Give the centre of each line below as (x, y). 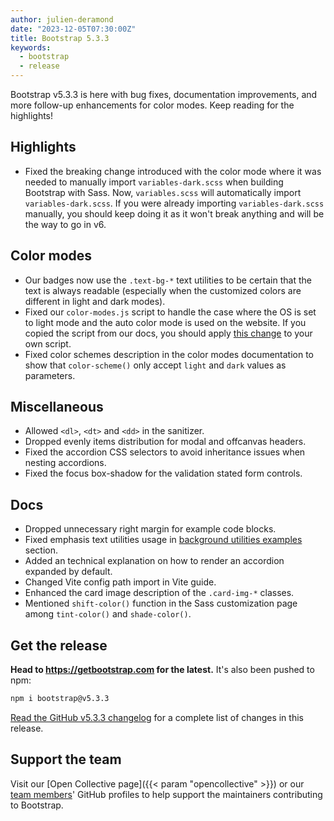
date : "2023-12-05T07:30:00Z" (73, 29)
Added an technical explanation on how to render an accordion (154, 561)
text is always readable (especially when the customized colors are (163, 290)
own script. (48, 343)
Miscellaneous (57, 407)
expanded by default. (68, 572)
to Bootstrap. (37, 805)
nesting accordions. (65, 463)
